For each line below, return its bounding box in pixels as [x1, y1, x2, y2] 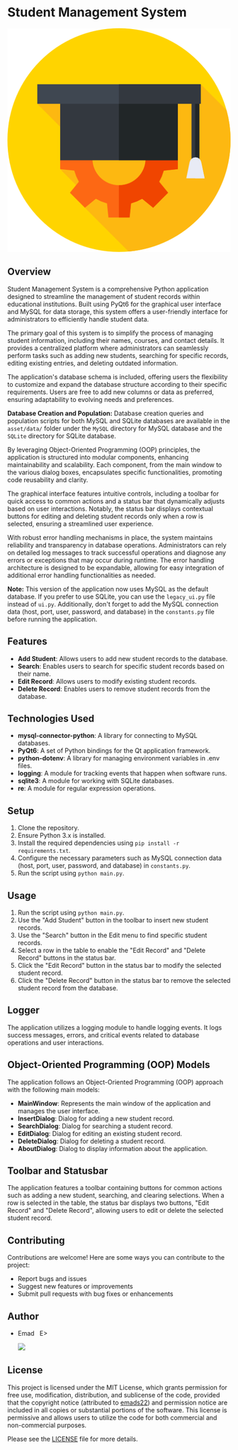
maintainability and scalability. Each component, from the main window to [7, 460, 222, 469]
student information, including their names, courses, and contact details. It [7, 336, 225, 344]
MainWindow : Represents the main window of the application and [17, 1099, 211, 1108]
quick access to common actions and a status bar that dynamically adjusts [7, 496, 225, 505]
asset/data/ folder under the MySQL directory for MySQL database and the [7, 424, 222, 432]
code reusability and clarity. [7, 475, 89, 484]
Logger [7, 1004, 40, 1016]
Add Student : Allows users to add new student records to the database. [17, 654, 228, 663]
